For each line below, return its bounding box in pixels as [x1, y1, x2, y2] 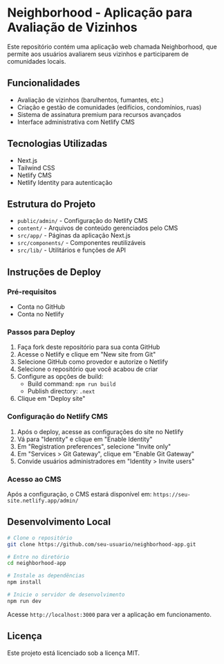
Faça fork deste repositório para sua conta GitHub [17, 343, 160, 351]
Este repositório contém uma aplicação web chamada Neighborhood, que [7, 42, 218, 51]
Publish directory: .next [27, 387, 95, 395]
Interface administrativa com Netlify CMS [17, 118, 135, 126]
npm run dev [7, 598, 41, 604]
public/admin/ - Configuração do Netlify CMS [17, 217, 148, 225]
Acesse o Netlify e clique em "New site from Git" [17, 350, 156, 359]
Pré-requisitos [7, 287, 57, 296]
